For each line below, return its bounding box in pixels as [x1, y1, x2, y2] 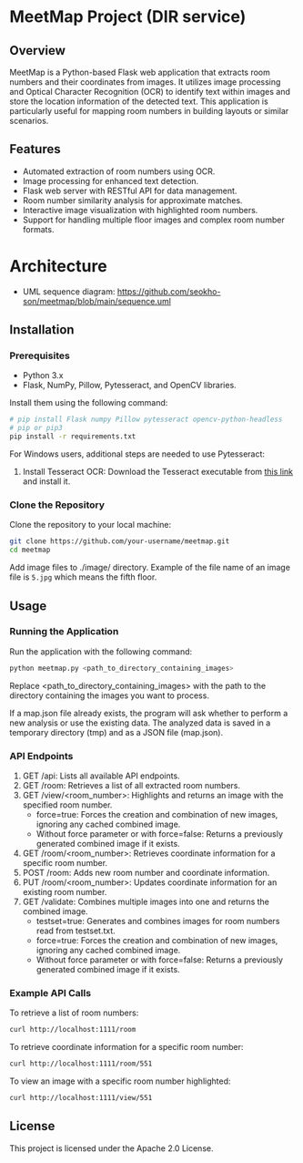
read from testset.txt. [35, 925, 116, 936]
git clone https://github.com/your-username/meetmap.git [9, 537, 230, 546]
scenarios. [9, 116, 49, 126]
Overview [9, 43, 66, 58]
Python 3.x [22, 370, 64, 381]
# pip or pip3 [9, 424, 64, 433]
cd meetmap [9, 545, 51, 555]
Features [9, 141, 61, 157]
